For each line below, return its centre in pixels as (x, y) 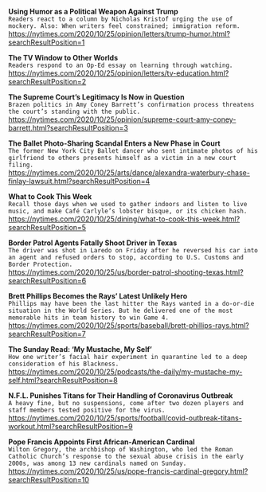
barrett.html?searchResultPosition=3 (68, 128)
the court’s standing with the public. (74, 111)
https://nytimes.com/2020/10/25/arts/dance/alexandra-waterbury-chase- (129, 173)
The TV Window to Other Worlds (63, 58)
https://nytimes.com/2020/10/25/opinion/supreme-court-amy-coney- (122, 119)
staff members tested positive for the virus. (87, 410)
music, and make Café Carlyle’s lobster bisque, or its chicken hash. (128, 211)
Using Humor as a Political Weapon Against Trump (94, 12)
